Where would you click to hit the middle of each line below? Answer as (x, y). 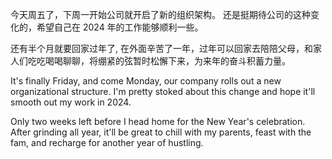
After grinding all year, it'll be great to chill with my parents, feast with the (161, 132)
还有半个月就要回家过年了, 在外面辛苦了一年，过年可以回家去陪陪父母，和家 (166, 48)
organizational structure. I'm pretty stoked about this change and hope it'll (163, 91)
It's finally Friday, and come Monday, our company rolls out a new (146, 81)
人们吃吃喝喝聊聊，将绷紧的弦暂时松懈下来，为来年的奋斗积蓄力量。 (150, 61)
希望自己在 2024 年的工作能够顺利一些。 (120, 27)
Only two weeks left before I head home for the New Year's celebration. (158, 121)
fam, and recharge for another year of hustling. (107, 142)
